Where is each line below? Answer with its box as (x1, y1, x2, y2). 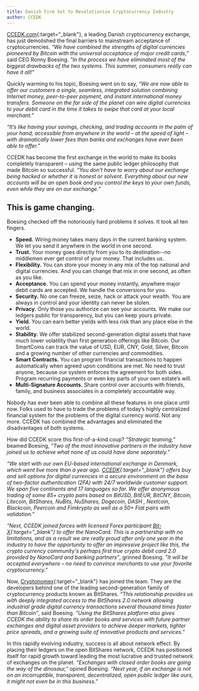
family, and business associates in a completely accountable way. (15, 388, 176, 395)
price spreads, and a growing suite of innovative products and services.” (7, 629, 185, 636)
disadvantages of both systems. (7, 425, 85, 432)
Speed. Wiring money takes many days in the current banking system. (15, 236, 187, 243)
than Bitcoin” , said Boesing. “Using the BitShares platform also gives (7, 610, 175, 617)
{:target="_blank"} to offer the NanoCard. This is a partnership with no (10, 529, 183, 536)
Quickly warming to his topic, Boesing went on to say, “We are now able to (7, 80, 189, 87)
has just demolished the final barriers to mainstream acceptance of (7, 37, 171, 44)
